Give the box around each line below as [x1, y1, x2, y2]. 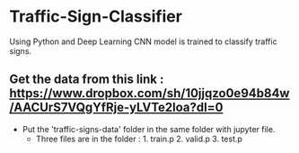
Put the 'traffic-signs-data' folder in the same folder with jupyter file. [22, 123, 276, 134]
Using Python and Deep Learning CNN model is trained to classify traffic [9, 36, 277, 47]
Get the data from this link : [9, 72, 164, 87]
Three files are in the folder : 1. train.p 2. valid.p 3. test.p [35, 133, 242, 144]
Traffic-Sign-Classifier [9, 6, 182, 27]
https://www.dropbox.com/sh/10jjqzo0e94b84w [9, 85, 290, 101]
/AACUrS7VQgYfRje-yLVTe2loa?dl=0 [9, 100, 224, 115]
